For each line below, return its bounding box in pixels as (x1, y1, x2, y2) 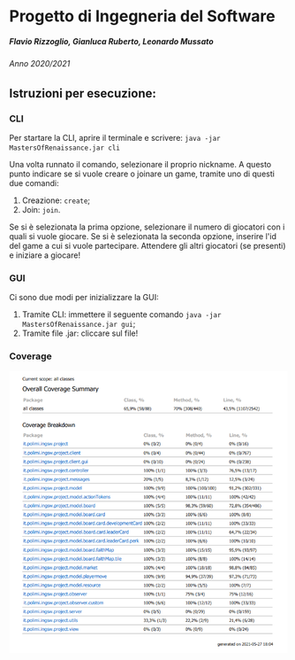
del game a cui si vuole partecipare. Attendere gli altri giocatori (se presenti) (9, 241, 286, 252)
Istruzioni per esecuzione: (9, 86, 156, 101)
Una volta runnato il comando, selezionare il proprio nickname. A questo (9, 159, 272, 170)
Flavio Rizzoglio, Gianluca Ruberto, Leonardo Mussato (9, 35, 214, 46)
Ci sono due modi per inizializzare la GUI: (9, 292, 159, 303)
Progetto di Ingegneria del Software (9, 6, 276, 27)
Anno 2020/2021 (9, 58, 71, 69)
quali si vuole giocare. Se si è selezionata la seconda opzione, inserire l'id (9, 231, 276, 242)
